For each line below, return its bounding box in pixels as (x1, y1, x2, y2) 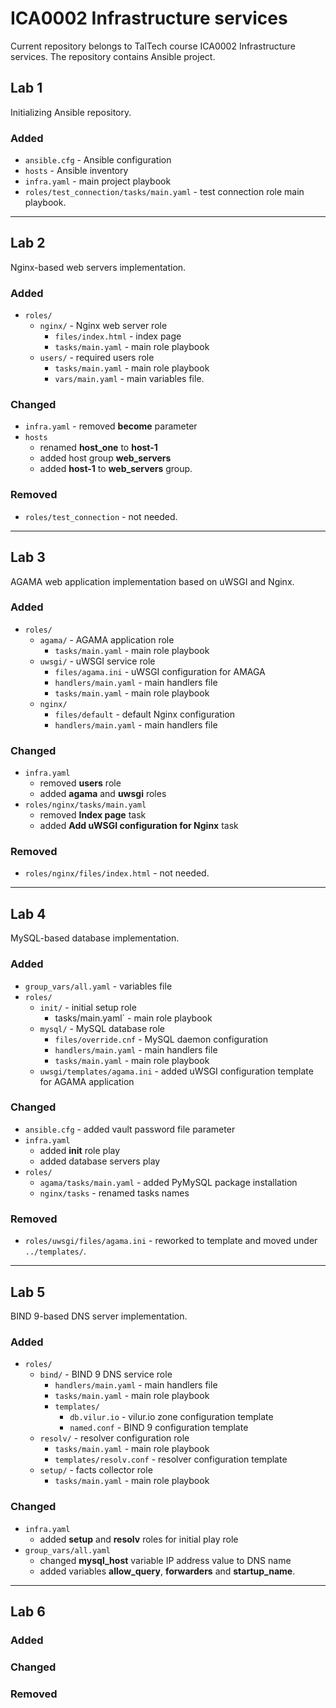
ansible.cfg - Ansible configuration (24, 154, 172, 166)
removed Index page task (39, 809, 147, 821)
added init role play (39, 1144, 121, 1156)
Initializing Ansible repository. (10, 106, 132, 118)
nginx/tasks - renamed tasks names (39, 1187, 190, 1199)
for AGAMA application (39, 1075, 135, 1087)
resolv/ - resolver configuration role (39, 1432, 190, 1444)
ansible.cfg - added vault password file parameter (24, 1123, 236, 1135)
